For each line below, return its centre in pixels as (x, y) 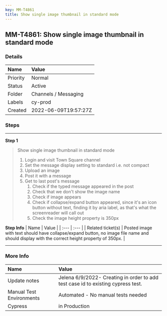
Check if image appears (57, 197)
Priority (16, 78)
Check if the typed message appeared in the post (83, 186)
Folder (15, 94)
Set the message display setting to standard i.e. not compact (87, 165)
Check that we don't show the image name (76, 192)
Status (15, 86)
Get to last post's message (52, 181)
